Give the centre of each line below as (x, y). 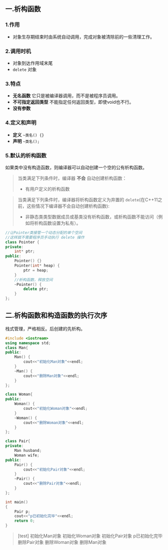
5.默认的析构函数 (26, 155)
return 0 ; (25, 521)
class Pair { (18, 441)
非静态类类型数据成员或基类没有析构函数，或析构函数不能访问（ (92, 217)
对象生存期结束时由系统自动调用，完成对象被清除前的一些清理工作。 (83, 36)
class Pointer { (22, 242)
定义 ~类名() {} (28, 135)
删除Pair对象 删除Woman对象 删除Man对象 (62, 542)
